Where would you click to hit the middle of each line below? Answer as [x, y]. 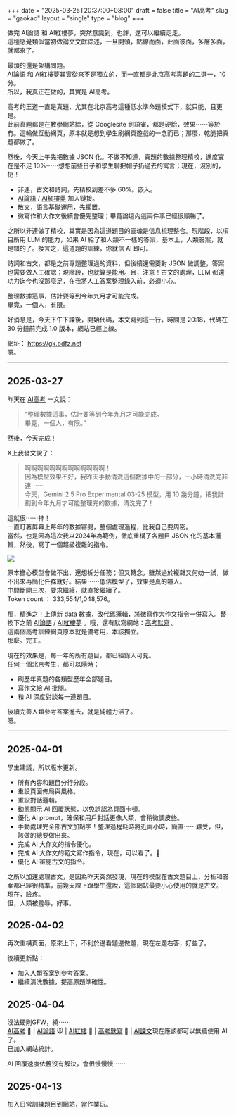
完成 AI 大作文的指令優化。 [56, 844]
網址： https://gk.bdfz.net [45, 343]
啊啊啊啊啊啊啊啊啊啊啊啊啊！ [67, 467]
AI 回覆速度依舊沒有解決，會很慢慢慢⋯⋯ [67, 1064]
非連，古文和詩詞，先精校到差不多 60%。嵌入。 [87, 189]
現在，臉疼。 [26, 894]
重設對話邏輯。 [39, 800]
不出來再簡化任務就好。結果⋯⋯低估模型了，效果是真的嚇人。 [97, 581]
